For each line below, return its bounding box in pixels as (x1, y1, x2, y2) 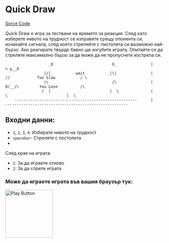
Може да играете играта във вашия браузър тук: (5, 178, 133, 185)
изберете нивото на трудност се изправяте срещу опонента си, (5, 36, 144, 42)
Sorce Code (5, 20, 30, 26)
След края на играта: (5, 150, 52, 156)
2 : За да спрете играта (12, 165, 62, 171)
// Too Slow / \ (5, 75, 87, 80)
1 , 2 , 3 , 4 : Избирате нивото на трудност (12, 129, 96, 136)
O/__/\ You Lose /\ (5, 84, 85, 89)
